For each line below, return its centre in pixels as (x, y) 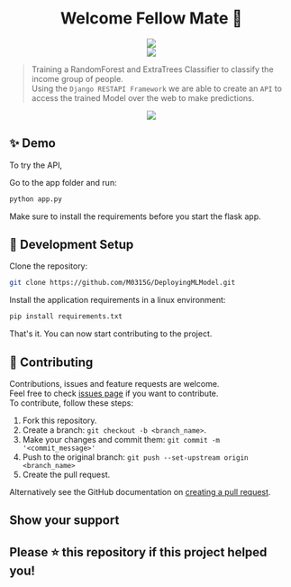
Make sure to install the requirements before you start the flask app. (135, 216)
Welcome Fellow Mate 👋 (151, 18)
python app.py (36, 199)
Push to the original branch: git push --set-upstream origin (135, 457)
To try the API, (36, 165)
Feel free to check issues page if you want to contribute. (114, 393)
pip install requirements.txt (66, 316)
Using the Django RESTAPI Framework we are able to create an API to (156, 88)
